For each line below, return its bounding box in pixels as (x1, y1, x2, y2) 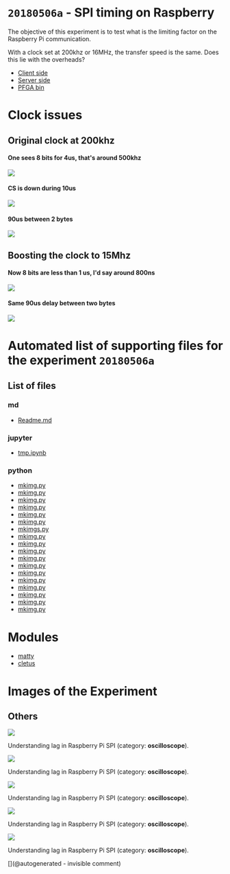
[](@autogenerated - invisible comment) (8, 860, 122, 868)
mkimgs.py (17, 525, 49, 533)
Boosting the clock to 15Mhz (8, 249, 131, 261)
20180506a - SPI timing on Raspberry (8, 5, 215, 21)
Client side (17, 69, 49, 77)
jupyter (8, 433, 33, 442)
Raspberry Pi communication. (8, 34, 92, 43)
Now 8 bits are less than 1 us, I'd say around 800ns (8, 269, 155, 277)
